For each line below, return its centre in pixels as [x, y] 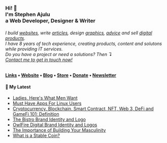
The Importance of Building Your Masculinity [59, 130]
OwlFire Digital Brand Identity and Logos [55, 125]
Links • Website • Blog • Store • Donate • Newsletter [61, 75]
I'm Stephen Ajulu [28, 14]
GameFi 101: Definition [36, 114]
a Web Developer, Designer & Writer [50, 21]
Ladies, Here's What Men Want [45, 98]
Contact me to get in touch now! [39, 60]
